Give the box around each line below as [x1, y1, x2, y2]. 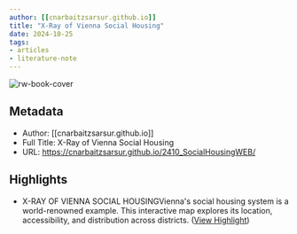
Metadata [9, 104, 64, 120]
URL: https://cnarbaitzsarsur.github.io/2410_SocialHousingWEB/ [21, 146, 256, 157]
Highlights [9, 172, 68, 187]
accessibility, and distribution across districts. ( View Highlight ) [21, 214, 250, 225]
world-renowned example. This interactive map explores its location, [21, 205, 273, 215]
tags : [9, 37, 29, 47]
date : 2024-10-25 [9, 29, 74, 38]
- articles [9, 46, 50, 55]
